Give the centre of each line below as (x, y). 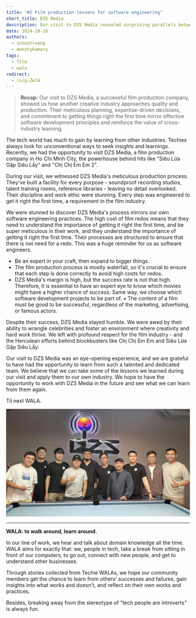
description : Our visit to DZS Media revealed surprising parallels (91, 25)
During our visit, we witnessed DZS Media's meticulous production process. (97, 176)
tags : (13, 56)
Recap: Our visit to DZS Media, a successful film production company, (105, 98)
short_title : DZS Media (35, 18)
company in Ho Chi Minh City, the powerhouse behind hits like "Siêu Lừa (93, 159)
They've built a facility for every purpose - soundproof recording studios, (94, 183)
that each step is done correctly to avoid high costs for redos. (89, 274)
